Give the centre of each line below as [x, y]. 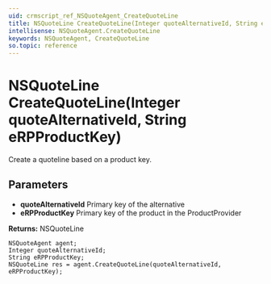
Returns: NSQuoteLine [46, 228]
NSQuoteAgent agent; [43, 243]
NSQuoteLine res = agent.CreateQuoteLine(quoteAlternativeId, [115, 264]
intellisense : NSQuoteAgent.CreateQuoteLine [84, 31]
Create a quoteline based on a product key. [80, 160]
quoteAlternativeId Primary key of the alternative [102, 204]
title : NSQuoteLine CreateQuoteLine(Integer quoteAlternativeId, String [133, 23]
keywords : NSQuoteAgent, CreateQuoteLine [79, 38]
